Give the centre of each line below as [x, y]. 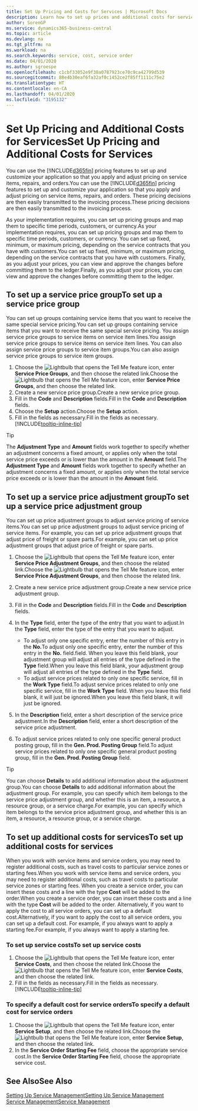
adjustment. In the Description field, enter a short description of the [96, 721]
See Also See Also [39, 1081]
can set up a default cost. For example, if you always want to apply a [89, 923]
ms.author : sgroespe [32, 67]
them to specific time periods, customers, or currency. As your [82, 226]
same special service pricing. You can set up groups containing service [92, 324]
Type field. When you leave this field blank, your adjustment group [103, 666]
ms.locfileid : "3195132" [37, 99]
